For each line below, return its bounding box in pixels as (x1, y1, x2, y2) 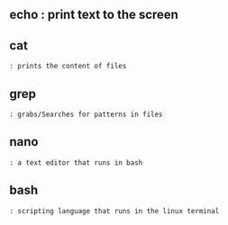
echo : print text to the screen (9, 7, 178, 22)
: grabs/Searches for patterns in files (9, 110, 164, 120)
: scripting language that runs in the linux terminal (9, 206, 220, 215)
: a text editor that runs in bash (9, 157, 143, 167)
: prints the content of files (9, 62, 127, 71)
